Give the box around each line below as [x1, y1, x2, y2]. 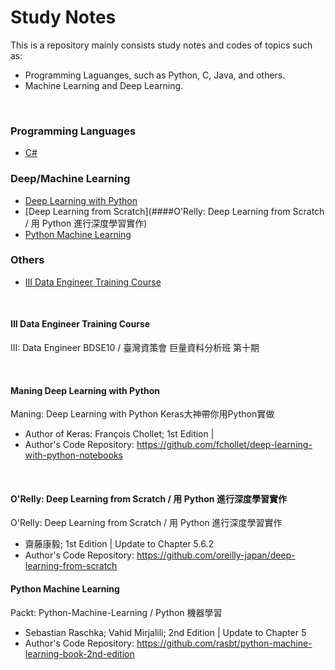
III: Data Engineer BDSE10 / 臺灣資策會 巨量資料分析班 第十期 [10, 342, 260, 354]
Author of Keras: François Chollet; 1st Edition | [24, 428, 215, 440]
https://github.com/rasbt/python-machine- [136, 637, 313, 649]
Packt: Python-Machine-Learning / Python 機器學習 [10, 606, 223, 618]
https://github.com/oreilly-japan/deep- [136, 549, 296, 561]
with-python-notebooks [24, 449, 123, 461]
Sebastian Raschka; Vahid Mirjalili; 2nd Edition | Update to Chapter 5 [24, 626, 307, 638]
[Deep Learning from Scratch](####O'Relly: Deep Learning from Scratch [24, 205, 325, 217]
